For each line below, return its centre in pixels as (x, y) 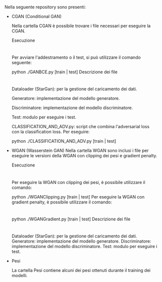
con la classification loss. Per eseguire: (51, 132)
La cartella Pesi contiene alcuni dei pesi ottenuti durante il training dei (81, 270)
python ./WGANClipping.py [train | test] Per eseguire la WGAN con (78, 197)
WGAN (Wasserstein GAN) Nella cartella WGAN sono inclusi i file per (80, 150)
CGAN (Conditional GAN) (36, 16)
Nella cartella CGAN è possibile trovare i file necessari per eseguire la (81, 26)
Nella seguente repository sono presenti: (45, 7)
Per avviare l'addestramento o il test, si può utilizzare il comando (76, 57)
